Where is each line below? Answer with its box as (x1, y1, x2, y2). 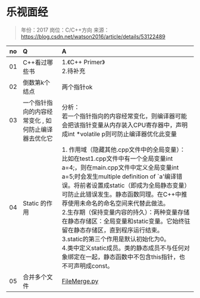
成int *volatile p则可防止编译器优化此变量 (61, 129, 177, 138)
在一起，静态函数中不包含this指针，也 (79, 253, 186, 261)
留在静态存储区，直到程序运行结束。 (61, 226, 164, 234)
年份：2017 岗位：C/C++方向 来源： (20, 26, 110, 33)
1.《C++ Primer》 (61, 58, 105, 66)
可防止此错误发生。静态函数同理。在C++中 (61, 190, 182, 198)
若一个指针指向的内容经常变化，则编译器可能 (61, 111, 187, 120)
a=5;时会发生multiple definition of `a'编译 (61, 172, 177, 181)
